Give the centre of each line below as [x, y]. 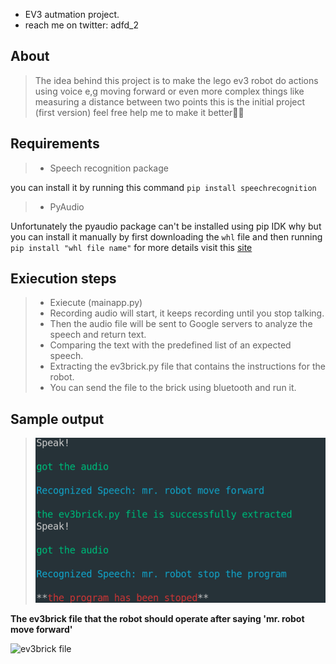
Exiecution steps [63, 279]
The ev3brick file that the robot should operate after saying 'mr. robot [157, 619]
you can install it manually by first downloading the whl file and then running [166, 236]
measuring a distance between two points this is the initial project [170, 101]
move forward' [41, 630]
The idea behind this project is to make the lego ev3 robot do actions [176, 80]
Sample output [57, 419]
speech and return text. [98, 335]
